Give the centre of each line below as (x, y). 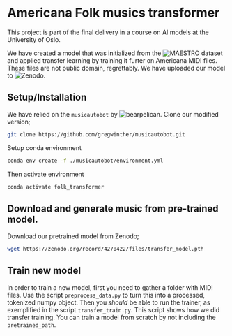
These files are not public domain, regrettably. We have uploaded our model (116, 68)
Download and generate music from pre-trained (113, 209)
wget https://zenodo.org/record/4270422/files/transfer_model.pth (106, 249)
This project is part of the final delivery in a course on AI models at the (108, 32)
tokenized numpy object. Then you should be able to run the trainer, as (109, 302)
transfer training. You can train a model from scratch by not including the (111, 317)
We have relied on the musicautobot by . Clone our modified (113, 114)
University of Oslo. (34, 39)
